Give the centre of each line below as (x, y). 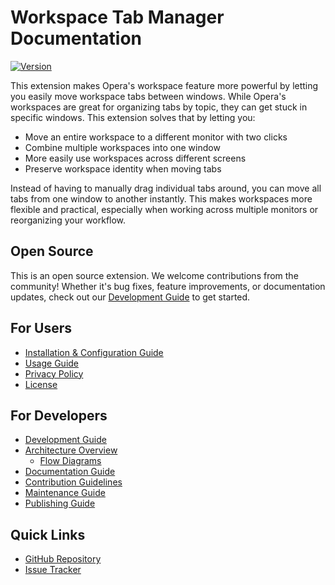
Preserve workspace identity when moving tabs (123, 168)
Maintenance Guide (65, 493)
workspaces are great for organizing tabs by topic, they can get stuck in (159, 107)
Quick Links (48, 534)
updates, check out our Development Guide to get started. (130, 297)
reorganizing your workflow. (68, 220)
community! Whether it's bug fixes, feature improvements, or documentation (168, 286)
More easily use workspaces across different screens (135, 158)
